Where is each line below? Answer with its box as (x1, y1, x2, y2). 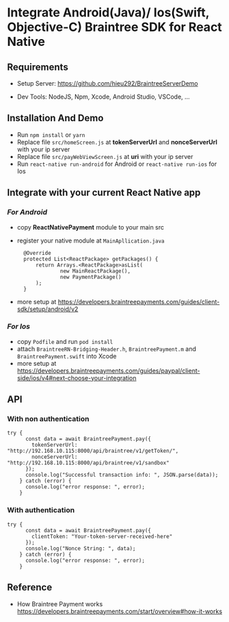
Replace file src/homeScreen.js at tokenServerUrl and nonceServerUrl (16, 138, 217, 146)
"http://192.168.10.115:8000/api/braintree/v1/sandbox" (7, 460, 170, 466)
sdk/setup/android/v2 (16, 305, 79, 313)
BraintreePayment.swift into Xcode (16, 351, 117, 360)
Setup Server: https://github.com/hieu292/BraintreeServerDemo (16, 79, 198, 87)
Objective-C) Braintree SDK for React (7, 19, 222, 35)
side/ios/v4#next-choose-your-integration (16, 373, 137, 382)
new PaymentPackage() (60, 273, 122, 280)
